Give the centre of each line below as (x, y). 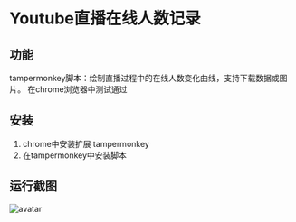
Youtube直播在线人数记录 (105, 18)
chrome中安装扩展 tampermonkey (86, 143)
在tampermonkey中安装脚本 (74, 155)
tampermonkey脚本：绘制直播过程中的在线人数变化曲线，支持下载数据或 (145, 78)
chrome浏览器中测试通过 (81, 89)
